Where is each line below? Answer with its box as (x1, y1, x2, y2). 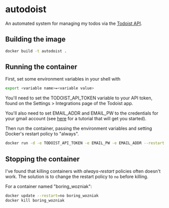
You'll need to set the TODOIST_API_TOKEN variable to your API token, (5, 95, 153, 101)
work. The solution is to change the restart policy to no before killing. (5, 174, 149, 180)
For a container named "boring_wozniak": (5, 184, 92, 189)
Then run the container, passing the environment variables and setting (5, 125, 152, 131)
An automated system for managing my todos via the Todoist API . (5, 20, 142, 26)
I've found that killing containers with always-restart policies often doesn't (5, 168, 161, 174)
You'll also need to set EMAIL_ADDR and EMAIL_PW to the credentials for (5, 110, 159, 116)
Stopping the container (5, 155, 80, 163)
